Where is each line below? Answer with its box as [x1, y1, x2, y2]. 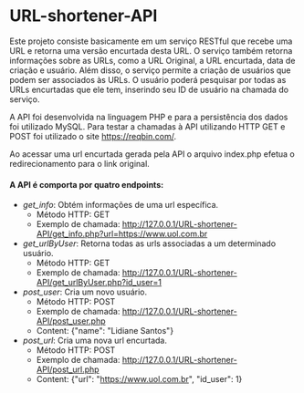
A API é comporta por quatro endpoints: [9, 179, 164, 190]
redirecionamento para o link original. [9, 158, 151, 169]
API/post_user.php [36, 315, 107, 326]
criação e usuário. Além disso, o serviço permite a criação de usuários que [9, 65, 291, 76]
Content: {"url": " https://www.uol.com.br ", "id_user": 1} [36, 374, 243, 385]
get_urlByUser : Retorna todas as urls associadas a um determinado [22, 238, 277, 249]
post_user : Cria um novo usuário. [22, 286, 148, 297]
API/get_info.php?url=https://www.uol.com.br [36, 229, 208, 240]
